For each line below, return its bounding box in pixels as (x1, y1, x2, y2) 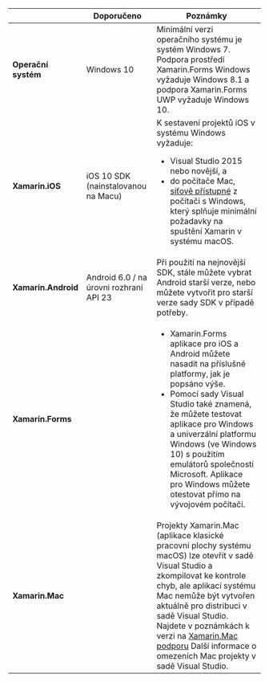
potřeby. (156, 307, 188, 318)
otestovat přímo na (170, 489, 241, 500)
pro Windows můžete (170, 479, 251, 489)
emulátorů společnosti (170, 459, 255, 469)
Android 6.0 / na (86, 272, 148, 283)
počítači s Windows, (170, 196, 247, 206)
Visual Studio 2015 (170, 156, 243, 166)
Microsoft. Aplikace (170, 469, 243, 480)
